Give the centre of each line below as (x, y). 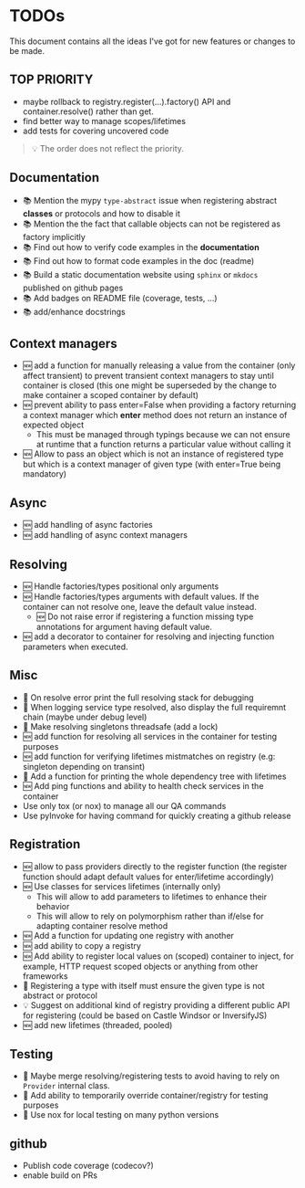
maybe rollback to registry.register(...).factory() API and (127, 101)
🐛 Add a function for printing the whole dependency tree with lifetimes (154, 776)
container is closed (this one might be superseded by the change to (150, 385)
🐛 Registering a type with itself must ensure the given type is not (144, 985)
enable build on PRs (60, 1175)
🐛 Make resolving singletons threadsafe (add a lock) (120, 726)
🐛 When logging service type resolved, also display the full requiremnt (154, 707)
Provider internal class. (66, 1086)
